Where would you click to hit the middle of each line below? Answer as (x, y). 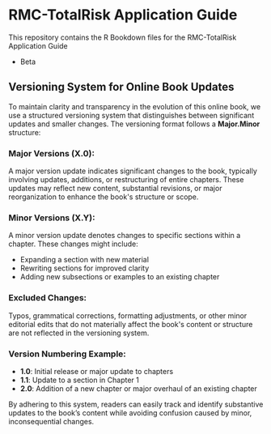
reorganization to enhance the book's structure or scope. (104, 197)
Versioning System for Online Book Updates (121, 87)
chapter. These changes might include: (74, 244)
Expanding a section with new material (85, 260)
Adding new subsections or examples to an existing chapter (120, 277)
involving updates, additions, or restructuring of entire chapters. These (126, 180)
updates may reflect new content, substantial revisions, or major (115, 189)
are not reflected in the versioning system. (79, 333)
